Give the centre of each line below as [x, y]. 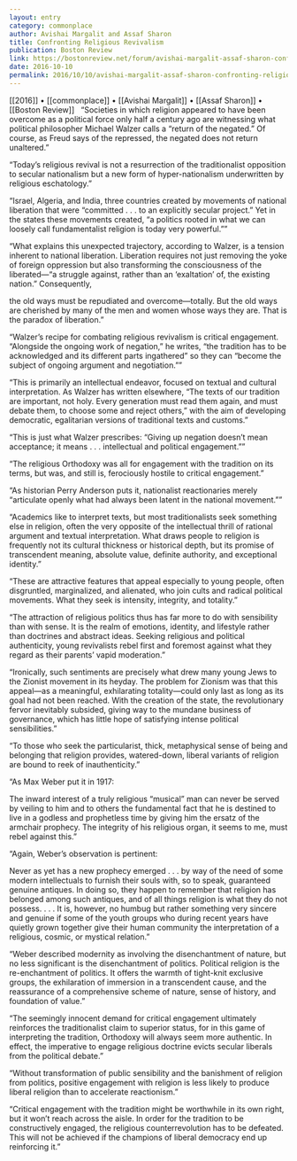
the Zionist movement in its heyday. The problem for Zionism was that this [144, 681]
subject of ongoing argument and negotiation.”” [96, 365]
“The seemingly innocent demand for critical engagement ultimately [133, 1018]
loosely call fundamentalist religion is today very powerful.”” [118, 229]
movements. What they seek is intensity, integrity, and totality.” [124, 600]
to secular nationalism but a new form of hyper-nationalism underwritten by [147, 174]
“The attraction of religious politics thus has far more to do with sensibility [144, 617]
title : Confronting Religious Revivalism [87, 42]
